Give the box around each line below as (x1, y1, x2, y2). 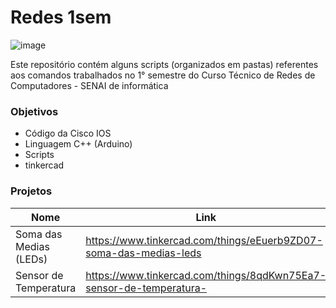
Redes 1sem (10, 6, 112, 29)
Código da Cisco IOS (24, 127, 112, 140)
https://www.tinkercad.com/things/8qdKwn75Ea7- (85, 268, 327, 282)
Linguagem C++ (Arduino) (24, 138, 133, 150)
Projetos (10, 184, 53, 198)
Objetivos (10, 104, 59, 118)
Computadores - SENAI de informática (10, 79, 169, 91)
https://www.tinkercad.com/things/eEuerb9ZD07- (85, 233, 323, 247)
